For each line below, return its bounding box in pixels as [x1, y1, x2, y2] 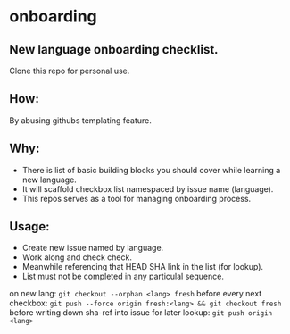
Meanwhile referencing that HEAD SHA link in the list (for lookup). [21, 262, 264, 272]
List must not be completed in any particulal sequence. [21, 271, 225, 282]
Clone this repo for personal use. [9, 65, 130, 76]
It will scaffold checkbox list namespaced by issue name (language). [21, 183, 274, 194]
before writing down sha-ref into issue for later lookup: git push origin [9, 307, 273, 318]
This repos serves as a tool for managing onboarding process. [21, 193, 252, 204]
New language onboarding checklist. [9, 42, 219, 57]
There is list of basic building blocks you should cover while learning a [21, 164, 281, 175]
